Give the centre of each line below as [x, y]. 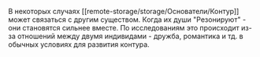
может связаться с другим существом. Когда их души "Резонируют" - [127, 20]
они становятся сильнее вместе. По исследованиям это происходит [124, 28]
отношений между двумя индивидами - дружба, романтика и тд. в [130, 36]
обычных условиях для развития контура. [79, 45]
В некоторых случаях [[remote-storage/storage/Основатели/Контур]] [124, 11]
